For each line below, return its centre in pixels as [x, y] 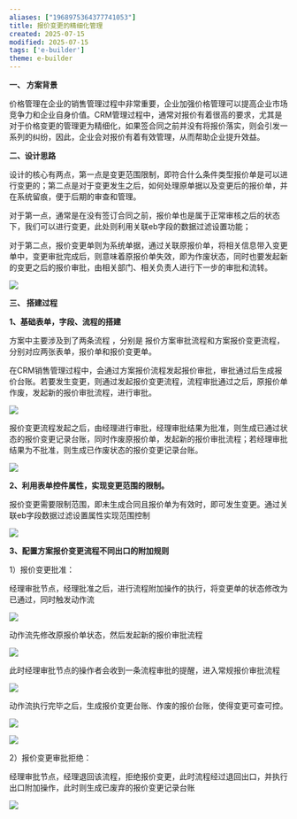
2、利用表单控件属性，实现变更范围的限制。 [89, 485]
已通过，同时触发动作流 [52, 599]
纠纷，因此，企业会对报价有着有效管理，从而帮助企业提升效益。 [148, 137]
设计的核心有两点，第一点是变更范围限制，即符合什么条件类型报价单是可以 [145, 174]
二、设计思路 [32, 155]
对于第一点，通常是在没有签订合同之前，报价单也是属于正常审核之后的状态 [145, 215]
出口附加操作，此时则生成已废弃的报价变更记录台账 [102, 788]
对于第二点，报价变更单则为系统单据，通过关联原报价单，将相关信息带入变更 [148, 245]
